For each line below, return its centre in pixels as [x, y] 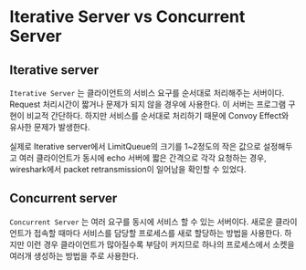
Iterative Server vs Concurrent [127, 17]
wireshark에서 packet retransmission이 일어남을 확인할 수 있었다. [128, 169]
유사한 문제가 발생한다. [50, 127]
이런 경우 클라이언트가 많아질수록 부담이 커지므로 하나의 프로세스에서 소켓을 [160, 244]
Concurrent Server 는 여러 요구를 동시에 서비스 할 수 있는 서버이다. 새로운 [142, 222]
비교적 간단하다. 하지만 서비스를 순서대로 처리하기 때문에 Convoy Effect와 [158, 115]
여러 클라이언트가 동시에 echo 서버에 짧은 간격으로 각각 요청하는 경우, [142, 158]
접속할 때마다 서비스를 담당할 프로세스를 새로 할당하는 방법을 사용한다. [158, 233]
